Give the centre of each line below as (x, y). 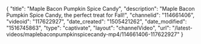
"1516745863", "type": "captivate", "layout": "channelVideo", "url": (89, 28)
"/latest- (182, 28)
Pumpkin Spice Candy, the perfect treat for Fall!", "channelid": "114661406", (100, 15)
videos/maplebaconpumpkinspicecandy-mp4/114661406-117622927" (93, 34)
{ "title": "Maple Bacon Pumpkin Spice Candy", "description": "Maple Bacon (100, 9)
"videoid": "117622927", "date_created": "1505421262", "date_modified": (97, 21)
